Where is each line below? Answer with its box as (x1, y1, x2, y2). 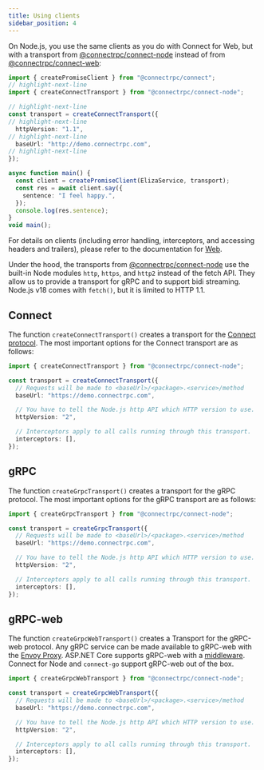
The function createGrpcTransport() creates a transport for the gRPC (8, 485, 236, 496)
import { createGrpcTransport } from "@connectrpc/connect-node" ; (8, 509, 234, 518)
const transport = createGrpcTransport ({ (8, 525, 148, 533)
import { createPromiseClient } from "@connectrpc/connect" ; (8, 74, 216, 82)
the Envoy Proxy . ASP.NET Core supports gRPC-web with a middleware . (8, 651, 246, 660)
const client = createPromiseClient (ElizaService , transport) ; (15, 177, 230, 185)
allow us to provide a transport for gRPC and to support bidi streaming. (8, 277, 241, 286)
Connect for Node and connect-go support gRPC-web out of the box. (8, 659, 234, 668)
